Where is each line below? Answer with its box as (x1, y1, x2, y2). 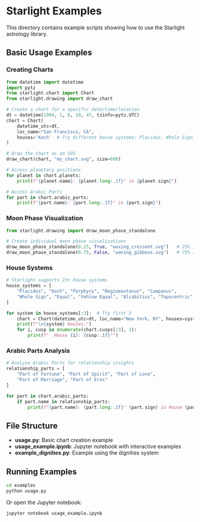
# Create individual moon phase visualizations (6, 238, 127, 244)
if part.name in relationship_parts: (17, 398, 111, 404)
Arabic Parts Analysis (6, 346, 70, 355)
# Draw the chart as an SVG (6, 151, 76, 156)
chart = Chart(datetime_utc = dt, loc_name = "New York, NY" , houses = (17, 315, 185, 322)
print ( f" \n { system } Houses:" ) (17, 321, 92, 327)
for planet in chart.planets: (6, 172, 82, 179)
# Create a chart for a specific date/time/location (6, 106, 140, 113)
